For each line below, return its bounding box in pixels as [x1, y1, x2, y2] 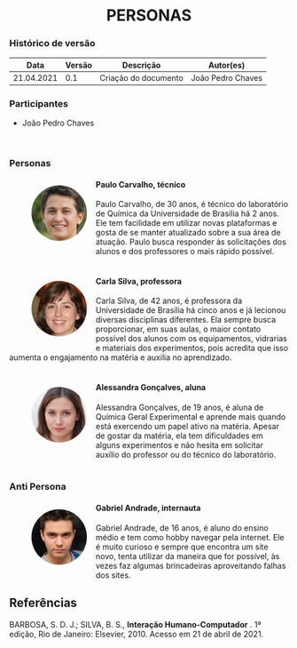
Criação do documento [99, 73, 184, 84]
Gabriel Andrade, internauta [96, 503, 201, 514]
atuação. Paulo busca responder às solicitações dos [96, 236, 286, 247]
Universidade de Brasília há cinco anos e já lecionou [96, 305, 286, 316]
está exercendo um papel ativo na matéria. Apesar [96, 420, 279, 431]
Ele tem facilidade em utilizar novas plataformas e [96, 218, 277, 228]
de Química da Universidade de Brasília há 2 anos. [96, 208, 279, 219]
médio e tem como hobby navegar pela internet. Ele [96, 532, 285, 542]
